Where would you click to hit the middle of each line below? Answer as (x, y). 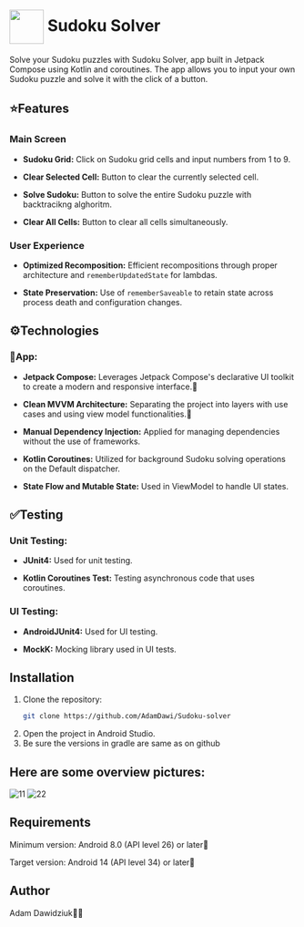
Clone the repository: (62, 700)
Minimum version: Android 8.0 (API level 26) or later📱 (109, 844)
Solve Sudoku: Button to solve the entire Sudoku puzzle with (137, 194)
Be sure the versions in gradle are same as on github (122, 744)
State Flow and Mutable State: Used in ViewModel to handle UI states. (156, 486)
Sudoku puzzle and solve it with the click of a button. (109, 78)
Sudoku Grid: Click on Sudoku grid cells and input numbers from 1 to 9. (157, 159)
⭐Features (40, 109)
